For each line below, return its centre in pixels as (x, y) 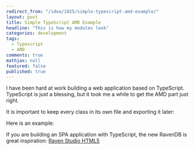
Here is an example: (30, 123)
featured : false (26, 66)
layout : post (22, 17)
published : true (26, 71)
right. (13, 101)
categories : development (36, 33)
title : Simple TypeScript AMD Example (53, 22)
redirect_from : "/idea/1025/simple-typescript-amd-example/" (83, 11)
